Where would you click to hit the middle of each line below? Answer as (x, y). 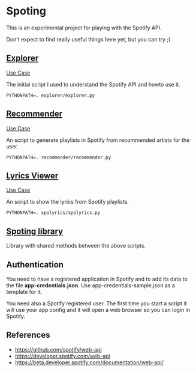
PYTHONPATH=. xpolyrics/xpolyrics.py (53, 213)
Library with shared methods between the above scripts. (76, 246)
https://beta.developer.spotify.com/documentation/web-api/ (89, 362)
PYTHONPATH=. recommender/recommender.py (59, 157)
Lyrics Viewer (32, 175)
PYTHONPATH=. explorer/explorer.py (51, 95)
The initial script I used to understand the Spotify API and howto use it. (94, 84)
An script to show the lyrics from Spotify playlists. (67, 202)
